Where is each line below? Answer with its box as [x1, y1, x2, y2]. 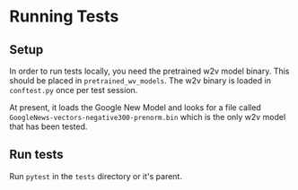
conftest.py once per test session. [9, 85, 138, 95]
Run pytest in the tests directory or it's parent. [9, 170, 182, 181]
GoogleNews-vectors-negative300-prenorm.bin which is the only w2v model [9, 112, 286, 122]
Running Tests [9, 6, 119, 27]
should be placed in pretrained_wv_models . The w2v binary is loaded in [9, 75, 272, 86]
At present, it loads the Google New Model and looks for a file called [9, 102, 262, 113]
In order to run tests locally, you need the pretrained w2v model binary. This [9, 65, 290, 76]
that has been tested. [9, 121, 88, 132]
